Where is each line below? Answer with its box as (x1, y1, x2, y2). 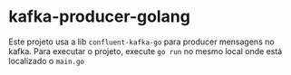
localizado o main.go (8, 55, 85, 66)
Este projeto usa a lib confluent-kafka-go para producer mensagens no (8, 36, 275, 47)
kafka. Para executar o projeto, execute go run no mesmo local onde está (8, 45, 283, 56)
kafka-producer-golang (8, 6, 191, 27)
